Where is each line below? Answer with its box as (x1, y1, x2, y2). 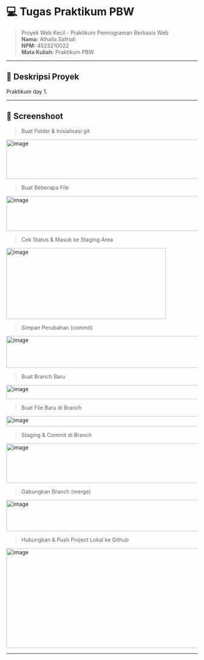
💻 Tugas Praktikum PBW (6, 5, 135, 19)
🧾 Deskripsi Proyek (6, 72, 80, 82)
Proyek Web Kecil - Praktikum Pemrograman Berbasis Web (21, 29, 169, 36)
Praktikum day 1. (6, 87, 47, 95)
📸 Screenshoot (6, 111, 64, 121)
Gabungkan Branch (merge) (21, 488, 91, 495)
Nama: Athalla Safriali (21, 35, 76, 43)
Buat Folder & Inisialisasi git (21, 127, 90, 134)
